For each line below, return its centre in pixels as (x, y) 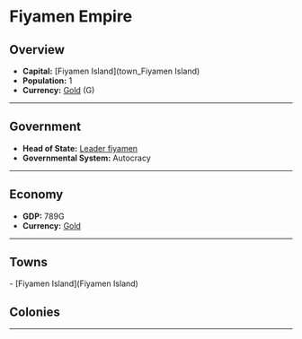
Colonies (35, 312)
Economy (36, 195)
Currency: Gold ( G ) (58, 90)
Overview (37, 50)
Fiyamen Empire (71, 17)
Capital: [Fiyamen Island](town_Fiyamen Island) (111, 71)
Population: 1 (47, 81)
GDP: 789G (43, 216)
